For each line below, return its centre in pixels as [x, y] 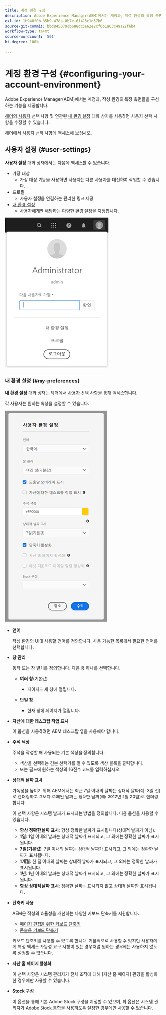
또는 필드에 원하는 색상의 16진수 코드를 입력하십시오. [70, 769]
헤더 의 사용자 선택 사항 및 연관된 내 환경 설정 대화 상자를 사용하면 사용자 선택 [79, 116]
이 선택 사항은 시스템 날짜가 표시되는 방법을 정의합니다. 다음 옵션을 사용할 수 [85, 813]
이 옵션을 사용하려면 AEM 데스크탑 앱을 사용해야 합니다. [66, 731]
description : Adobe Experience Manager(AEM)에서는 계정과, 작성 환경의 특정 [79, 16]
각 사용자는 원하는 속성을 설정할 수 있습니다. [47, 403]
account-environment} [53, 85]
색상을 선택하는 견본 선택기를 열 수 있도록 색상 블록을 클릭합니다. [82, 763]
